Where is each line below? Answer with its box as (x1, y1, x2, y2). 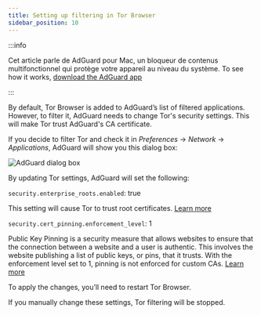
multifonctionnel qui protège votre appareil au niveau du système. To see (8, 63, 245, 73)
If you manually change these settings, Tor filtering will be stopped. (8, 297, 226, 306)
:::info (8, 40, 27, 49)
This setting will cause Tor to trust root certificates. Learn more (8, 203, 212, 212)
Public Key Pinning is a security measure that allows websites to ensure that (8, 234, 253, 243)
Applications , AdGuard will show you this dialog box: (8, 143, 178, 152)
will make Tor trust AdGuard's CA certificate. (8, 119, 153, 129)
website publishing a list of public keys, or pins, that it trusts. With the (8, 250, 233, 259)
